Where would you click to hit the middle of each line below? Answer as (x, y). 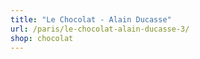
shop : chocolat (42, 38)
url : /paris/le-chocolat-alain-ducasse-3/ (100, 29)
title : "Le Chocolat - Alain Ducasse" (91, 19)
